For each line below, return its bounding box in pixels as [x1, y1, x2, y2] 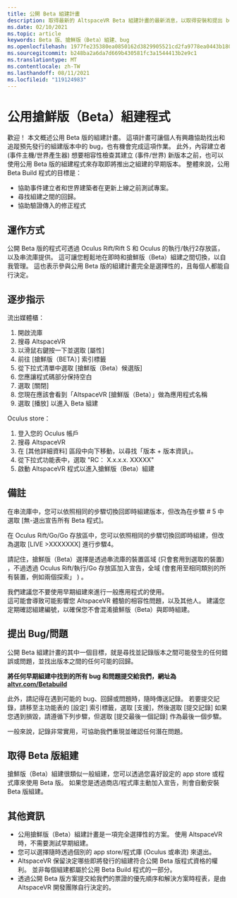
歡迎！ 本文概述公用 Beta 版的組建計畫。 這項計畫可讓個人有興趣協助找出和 [7, 134, 226, 142]
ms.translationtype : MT [7, 57, 78, 64]
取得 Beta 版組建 [7, 750, 79, 762]
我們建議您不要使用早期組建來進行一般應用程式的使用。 [7, 587, 168, 596]
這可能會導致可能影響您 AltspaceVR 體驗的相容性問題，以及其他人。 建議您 [7, 596, 226, 605]
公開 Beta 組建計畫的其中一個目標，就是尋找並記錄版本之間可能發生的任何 [7, 648, 222, 656]
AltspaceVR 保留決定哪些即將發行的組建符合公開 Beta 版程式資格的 [17, 856, 212, 865]
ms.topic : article [7, 30, 61, 37]
